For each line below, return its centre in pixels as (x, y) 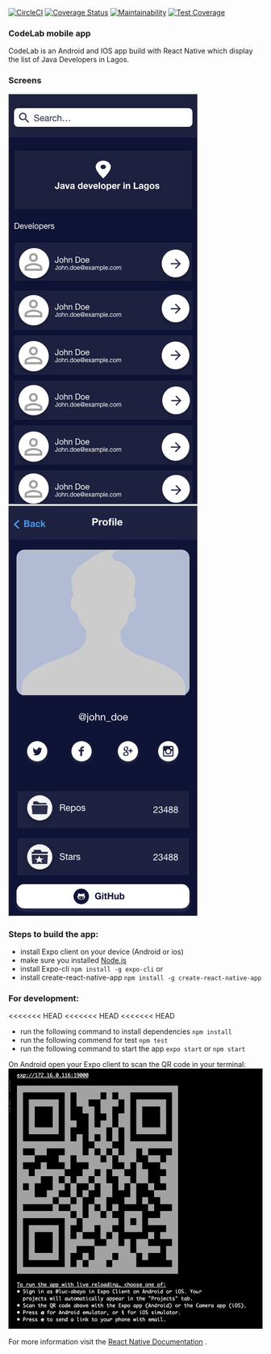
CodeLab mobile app (50, 33)
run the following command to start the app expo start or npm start (133, 1049)
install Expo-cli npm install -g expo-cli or (92, 968)
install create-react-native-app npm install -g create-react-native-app (141, 977)
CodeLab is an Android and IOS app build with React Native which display (131, 51)
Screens (25, 81)
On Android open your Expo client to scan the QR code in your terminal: (127, 1065)
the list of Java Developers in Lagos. (69, 60)
